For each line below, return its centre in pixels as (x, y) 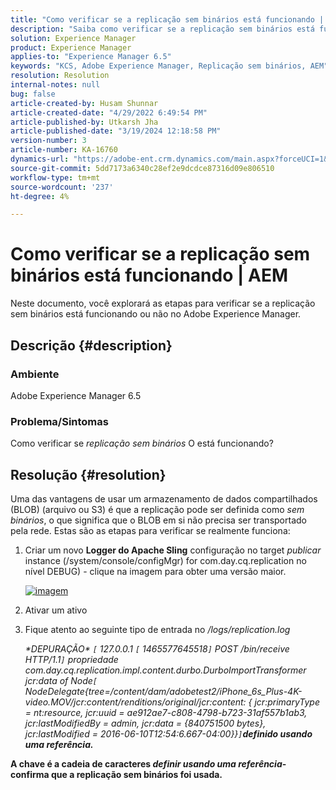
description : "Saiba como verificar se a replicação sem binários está (162, 29)
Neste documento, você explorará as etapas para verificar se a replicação (163, 303)
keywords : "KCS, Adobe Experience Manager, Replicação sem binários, (158, 66)
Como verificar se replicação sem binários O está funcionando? (142, 443)
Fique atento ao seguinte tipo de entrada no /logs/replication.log (157, 629)
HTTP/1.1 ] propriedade (71, 659)
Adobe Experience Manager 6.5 (76, 395)
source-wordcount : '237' (62, 187)
